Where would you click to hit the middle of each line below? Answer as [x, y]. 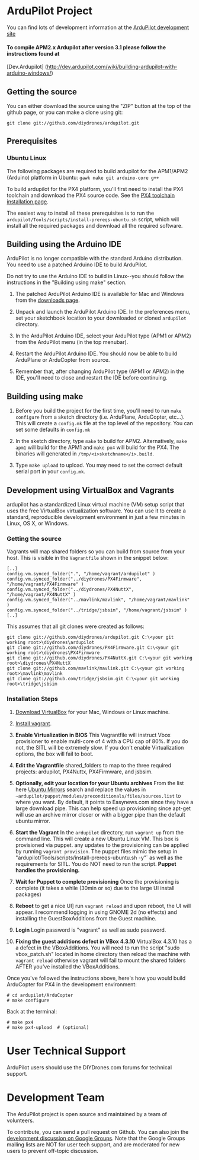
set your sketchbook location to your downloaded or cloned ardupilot [101, 318]
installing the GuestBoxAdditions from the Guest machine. [86, 918]
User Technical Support [66, 1051]
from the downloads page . [48, 300]
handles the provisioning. [47, 870]
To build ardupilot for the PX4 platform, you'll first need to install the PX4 [95, 189]
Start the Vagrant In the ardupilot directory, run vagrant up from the [99, 832]
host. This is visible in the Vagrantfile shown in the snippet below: [88, 558]
